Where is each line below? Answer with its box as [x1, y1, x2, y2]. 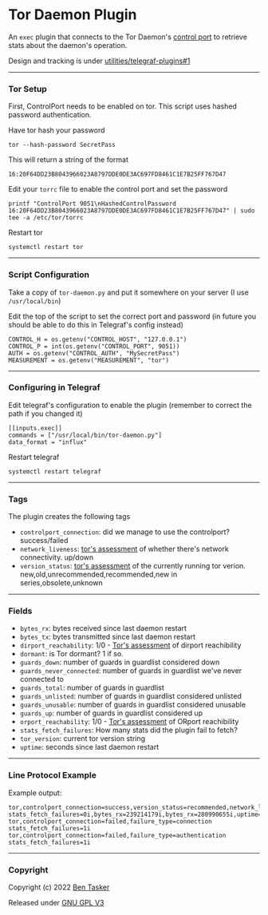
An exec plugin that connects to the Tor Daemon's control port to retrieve [8, 32, 247, 42]
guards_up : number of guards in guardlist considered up [19, 708, 203, 718]
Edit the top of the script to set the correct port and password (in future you [8, 311, 257, 321]
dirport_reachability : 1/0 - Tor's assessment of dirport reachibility [19, 640, 242, 650]
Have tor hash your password [8, 125, 105, 135]
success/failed [19, 536, 69, 545]
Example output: [8, 788, 62, 798]
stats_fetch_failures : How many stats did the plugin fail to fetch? [19, 725, 238, 735]
